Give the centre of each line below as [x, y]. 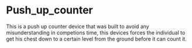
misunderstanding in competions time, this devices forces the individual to [96, 32]
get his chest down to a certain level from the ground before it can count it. [97, 39]
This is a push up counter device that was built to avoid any [78, 26]
